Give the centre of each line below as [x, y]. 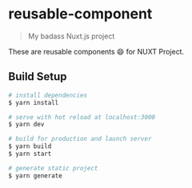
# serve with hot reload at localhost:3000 [82, 117]
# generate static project [53, 168]
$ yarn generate [35, 176]
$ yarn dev [26, 125]
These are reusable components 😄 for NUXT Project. [96, 51]
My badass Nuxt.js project [71, 36]
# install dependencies [48, 95]
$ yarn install [34, 102]
